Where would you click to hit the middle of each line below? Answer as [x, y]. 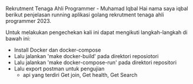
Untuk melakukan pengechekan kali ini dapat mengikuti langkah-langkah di [96, 32]
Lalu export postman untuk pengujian [59, 69]
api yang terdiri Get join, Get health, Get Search [80, 75]
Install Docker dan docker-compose [57, 50]
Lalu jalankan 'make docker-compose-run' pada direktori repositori [95, 62]
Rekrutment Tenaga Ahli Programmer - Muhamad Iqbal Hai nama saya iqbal [97, 9]
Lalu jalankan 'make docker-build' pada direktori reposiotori [86, 56]
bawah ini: [18, 38]
